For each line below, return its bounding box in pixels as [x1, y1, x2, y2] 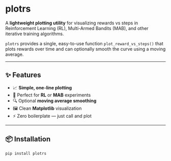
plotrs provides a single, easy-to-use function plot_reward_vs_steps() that [5, 40, 164, 46]
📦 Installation [5, 135, 51, 144]
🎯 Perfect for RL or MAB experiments [12, 92, 91, 98]
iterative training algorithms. [5, 30, 64, 37]
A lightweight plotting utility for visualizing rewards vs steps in [5, 20, 138, 26]
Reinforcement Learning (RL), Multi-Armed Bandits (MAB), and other [5, 25, 149, 31]
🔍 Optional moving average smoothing [12, 98, 97, 104]
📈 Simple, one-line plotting [12, 84, 72, 90]
